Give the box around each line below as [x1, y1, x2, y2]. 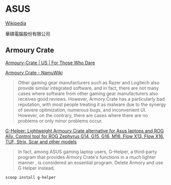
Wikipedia [5, 20, 27, 26]
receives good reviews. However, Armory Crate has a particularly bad [17, 96, 165, 102]
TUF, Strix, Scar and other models [5, 138, 77, 144]
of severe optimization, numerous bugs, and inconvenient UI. [17, 106, 147, 113]
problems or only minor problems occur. [17, 118, 103, 124]
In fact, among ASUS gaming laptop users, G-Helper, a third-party [17, 149, 157, 155]
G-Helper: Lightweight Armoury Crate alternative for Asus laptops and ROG [5, 127, 164, 134]
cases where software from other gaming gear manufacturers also [17, 90, 158, 97]
